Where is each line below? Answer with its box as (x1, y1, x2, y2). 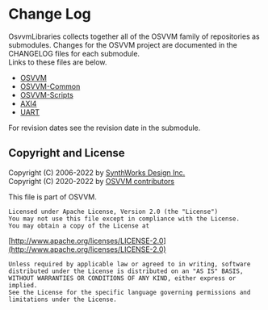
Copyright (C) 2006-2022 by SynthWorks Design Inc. (8, 167, 186, 178)
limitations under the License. (8, 295, 117, 304)
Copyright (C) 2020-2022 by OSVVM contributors (8, 176, 175, 186)
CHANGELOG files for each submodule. (8, 48, 140, 58)
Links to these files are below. (8, 57, 107, 67)
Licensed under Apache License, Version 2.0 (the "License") (8, 207, 219, 216)
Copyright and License (8, 146, 125, 160)
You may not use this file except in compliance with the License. (8, 215, 241, 223)
